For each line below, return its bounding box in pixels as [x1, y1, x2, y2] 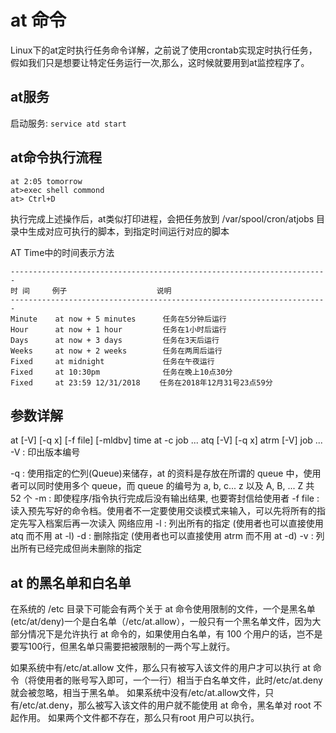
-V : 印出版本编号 [10, 446, 81, 458]
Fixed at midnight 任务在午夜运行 [10, 356, 215, 366]
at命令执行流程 [10, 149, 102, 166]
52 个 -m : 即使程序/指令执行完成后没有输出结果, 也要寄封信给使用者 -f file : [10, 492, 320, 505]
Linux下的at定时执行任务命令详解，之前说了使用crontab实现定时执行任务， [10, 44, 318, 56]
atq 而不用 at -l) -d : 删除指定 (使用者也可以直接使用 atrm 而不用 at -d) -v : [10, 530, 314, 542]
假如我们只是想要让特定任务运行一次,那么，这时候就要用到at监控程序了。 [10, 56, 310, 68]
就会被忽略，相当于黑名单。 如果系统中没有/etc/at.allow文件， [10, 687, 266, 699]
